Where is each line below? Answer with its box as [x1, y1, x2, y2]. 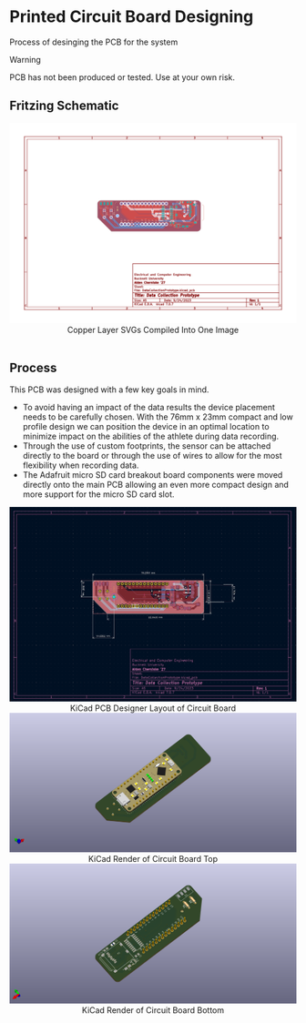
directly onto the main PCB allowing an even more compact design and [22, 480, 290, 491]
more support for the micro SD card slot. [22, 489, 175, 500]
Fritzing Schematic [9, 98, 119, 114]
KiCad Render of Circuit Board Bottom [81, 1004, 225, 1016]
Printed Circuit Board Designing [9, 6, 254, 27]
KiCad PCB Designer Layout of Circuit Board [69, 703, 237, 714]
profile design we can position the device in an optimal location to [22, 421, 270, 432]
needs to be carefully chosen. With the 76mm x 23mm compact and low [22, 411, 293, 422]
